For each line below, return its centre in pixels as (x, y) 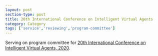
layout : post (19, 10)
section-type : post (25, 14)
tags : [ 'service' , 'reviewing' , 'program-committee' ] (60, 28)
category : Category (25, 24)
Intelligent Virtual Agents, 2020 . (38, 48)
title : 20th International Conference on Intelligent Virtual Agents (79, 19)
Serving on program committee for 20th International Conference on (75, 42)
